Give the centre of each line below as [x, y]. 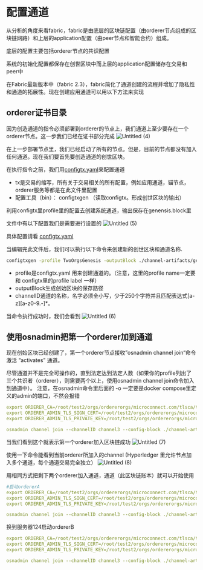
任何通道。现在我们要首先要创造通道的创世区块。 [67, 156]
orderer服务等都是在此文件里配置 [56, 190]
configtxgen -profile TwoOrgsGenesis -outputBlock [71, 260]
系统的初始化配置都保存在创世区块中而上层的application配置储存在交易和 [97, 64]
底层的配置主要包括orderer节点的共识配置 [58, 51]
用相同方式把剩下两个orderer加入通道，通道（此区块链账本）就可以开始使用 [100, 475]
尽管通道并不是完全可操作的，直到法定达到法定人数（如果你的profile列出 [96, 373]
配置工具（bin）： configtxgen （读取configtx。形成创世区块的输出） [100, 197]
